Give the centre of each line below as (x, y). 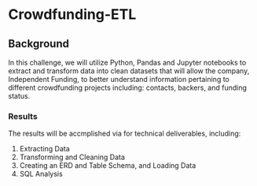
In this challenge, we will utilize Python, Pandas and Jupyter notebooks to (127, 62)
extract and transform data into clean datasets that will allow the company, (129, 71)
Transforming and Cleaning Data (72, 157)
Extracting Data (45, 149)
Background (39, 44)
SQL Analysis (41, 174)
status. (19, 96)
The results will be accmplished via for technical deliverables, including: (125, 134)
